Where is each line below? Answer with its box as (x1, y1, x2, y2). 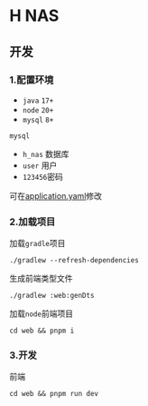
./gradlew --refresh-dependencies (9, 256, 140, 265)
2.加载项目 (9, 215, 56, 228)
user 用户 (22, 160, 58, 171)
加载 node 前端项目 (9, 308, 74, 319)
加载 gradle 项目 (9, 238, 66, 249)
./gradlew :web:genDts (9, 292, 95, 301)
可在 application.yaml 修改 (9, 190, 102, 201)
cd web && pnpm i (9, 326, 75, 336)
